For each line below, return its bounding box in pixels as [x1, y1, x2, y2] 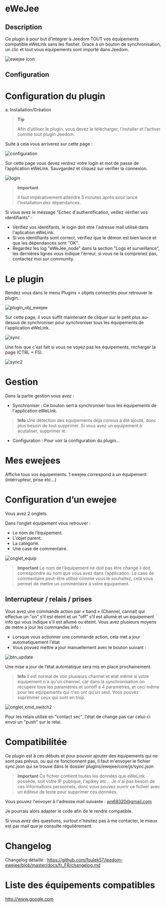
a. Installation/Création [5, 107, 52, 113]
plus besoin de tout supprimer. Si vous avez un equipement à [17, 423, 142, 429]
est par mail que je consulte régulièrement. [5, 823, 93, 829]
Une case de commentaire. [12, 546, 68, 552]
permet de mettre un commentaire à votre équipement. [17, 581, 130, 587]
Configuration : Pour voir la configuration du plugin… [12, 438, 120, 444]
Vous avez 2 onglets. [5, 510, 48, 517]
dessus [5, 320, 20, 326]
